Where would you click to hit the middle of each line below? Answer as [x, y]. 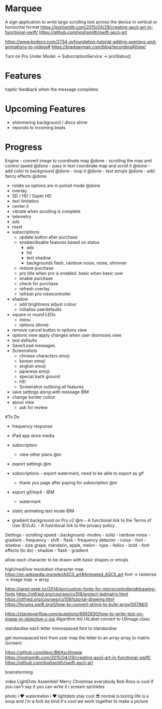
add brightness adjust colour [48, 304]
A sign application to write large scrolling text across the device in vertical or [81, 22]
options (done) [34, 325]
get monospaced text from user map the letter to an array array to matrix [77, 638]
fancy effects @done [26, 176]
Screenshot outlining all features [52, 387]
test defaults [24, 340]
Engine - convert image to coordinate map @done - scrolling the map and [79, 160]
